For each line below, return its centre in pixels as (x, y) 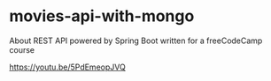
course (22, 49)
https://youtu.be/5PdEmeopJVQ (67, 67)
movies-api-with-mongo (102, 16)
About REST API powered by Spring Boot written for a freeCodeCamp (136, 40)
